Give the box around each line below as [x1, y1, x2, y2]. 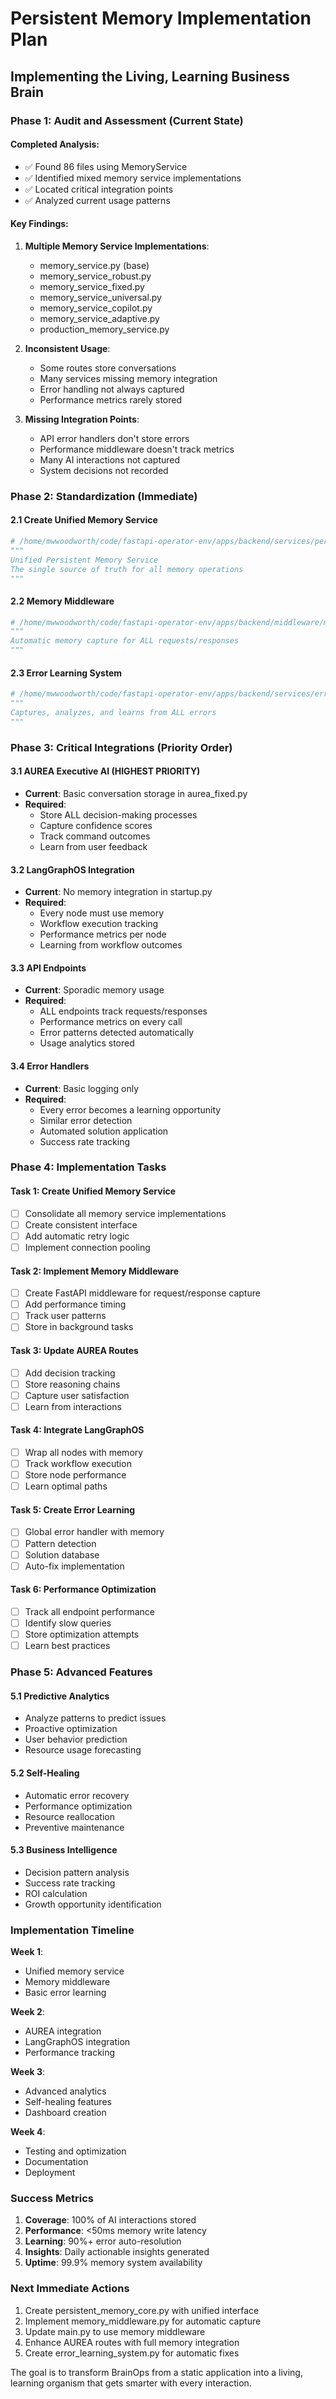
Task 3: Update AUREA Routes [10, 1344, 139, 1356]
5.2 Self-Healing [10, 1767, 80, 1779]
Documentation [24, 2156, 89, 2168]
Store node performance [24, 1469, 127, 1481]
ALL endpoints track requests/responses [39, 1005, 208, 1017]
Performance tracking [24, 2047, 116, 2059]
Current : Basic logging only [24, 1082, 140, 1094]
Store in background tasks [24, 1321, 134, 1333]
